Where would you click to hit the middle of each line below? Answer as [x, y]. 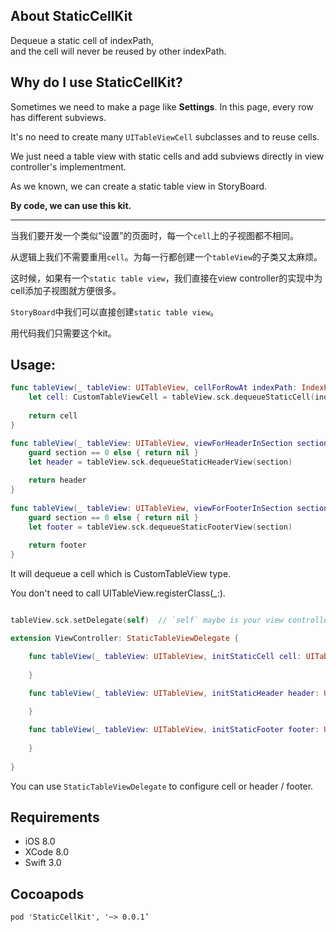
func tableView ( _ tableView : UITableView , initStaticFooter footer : [174, 730]
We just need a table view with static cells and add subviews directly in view [167, 156]
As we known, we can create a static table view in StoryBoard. [139, 186]
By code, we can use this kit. [71, 205]
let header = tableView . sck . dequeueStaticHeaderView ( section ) [160, 462]
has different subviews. [58, 117]
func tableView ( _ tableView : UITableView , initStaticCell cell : [165, 656]
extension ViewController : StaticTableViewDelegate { [125, 639]
